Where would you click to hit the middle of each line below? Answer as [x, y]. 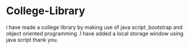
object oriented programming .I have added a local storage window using [95, 33]
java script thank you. [32, 40]
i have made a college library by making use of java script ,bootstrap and [94, 27]
